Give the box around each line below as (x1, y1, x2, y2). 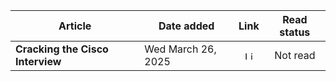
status (279, 25, 311, 39)
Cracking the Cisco (15, 42, 109, 56)
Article (58, 19, 92, 33)
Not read (274, 49, 316, 62)
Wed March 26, (144, 42, 217, 56)
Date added (158, 19, 215, 33)
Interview (15, 55, 62, 68)
